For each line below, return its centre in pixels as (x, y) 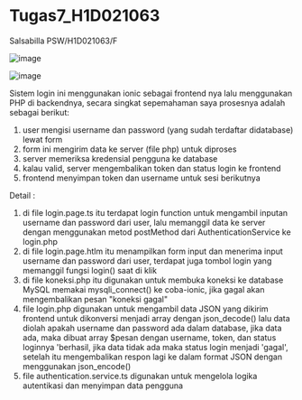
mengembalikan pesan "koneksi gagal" (95, 299)
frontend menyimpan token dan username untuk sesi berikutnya (141, 178)
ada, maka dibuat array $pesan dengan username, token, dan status (149, 337)
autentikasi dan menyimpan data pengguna (102, 386)
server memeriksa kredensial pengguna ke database (120, 158)
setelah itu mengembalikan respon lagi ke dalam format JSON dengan (152, 357)
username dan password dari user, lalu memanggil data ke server (144, 222)
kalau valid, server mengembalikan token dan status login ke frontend (151, 168)
